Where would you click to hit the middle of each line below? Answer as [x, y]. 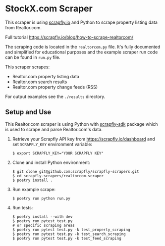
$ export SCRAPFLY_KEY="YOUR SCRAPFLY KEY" [58, 153]
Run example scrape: [34, 189]
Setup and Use [28, 112]
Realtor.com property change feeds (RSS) [55, 87]
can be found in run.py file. [33, 57]
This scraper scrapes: [27, 67]
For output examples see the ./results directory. [55, 97]
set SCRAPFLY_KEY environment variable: [52, 144]
